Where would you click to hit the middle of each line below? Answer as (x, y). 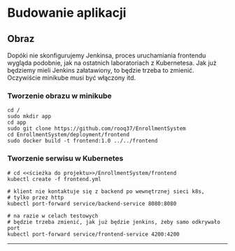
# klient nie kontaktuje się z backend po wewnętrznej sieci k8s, (106, 191)
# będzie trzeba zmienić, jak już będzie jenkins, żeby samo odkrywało (114, 222)
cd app (17, 123)
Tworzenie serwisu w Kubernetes (65, 159)
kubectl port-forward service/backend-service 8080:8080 (92, 203)
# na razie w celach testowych (53, 216)
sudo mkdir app (29, 117)
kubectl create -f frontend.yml (54, 179)
